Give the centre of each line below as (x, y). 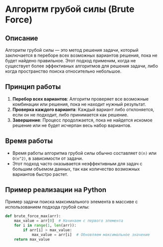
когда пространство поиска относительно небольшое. (63, 71)
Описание (22, 38)
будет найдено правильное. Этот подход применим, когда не (71, 61)
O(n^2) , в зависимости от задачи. (48, 158)
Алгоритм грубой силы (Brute (70, 9)
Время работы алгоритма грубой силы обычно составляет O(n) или (84, 153)
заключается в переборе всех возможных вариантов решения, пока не (81, 55)
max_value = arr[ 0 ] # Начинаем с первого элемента (69, 221)
